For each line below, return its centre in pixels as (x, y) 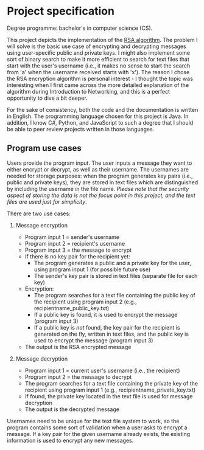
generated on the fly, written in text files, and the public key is (111, 334)
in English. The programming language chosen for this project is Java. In (98, 116)
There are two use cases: (39, 213)
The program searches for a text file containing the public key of (114, 295)
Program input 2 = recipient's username (75, 243)
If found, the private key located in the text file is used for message (109, 396)
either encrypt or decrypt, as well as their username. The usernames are (98, 169)
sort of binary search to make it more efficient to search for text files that (98, 59)
